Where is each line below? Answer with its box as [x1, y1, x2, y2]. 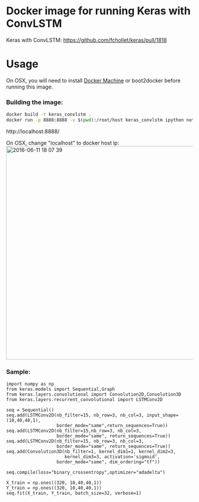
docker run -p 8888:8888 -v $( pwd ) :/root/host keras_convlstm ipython [6, 117, 184, 123]
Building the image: [6, 98, 63, 106]
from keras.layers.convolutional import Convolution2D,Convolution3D [6, 392, 182, 397]
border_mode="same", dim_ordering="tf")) [56, 459, 161, 465]
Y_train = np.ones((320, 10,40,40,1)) [6, 485, 102, 491]
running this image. [6, 83, 53, 90]
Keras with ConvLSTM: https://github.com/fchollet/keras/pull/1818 [6, 36, 167, 43]
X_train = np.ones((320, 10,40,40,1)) [6, 480, 102, 486]
